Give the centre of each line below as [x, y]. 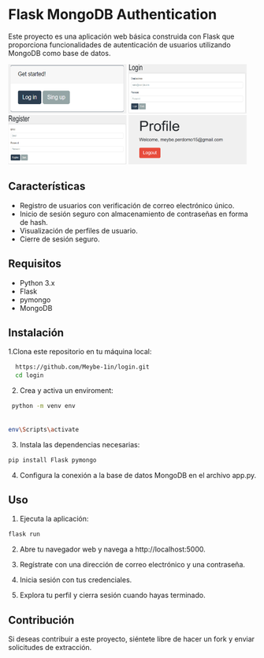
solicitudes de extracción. [50, 648]
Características [47, 187]
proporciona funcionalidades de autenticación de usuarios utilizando [119, 44]
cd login [30, 376]
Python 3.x [37, 282]
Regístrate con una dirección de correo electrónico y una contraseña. [132, 565]
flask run [24, 534]
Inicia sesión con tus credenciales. [76, 580]
